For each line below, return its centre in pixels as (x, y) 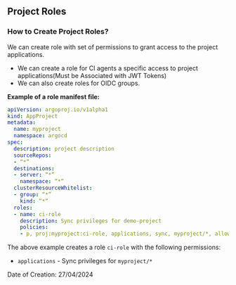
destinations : (34, 168)
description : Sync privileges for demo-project (91, 221)
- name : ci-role (37, 214)
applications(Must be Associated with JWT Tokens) (92, 75)
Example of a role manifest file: (53, 96)
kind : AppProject (33, 116)
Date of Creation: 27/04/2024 (50, 274)
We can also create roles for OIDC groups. (79, 83)
